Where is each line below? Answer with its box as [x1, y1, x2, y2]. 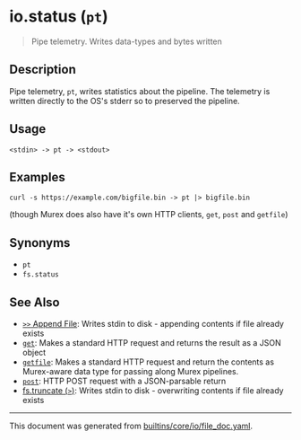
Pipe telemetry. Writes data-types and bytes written [30, 36, 222, 47]
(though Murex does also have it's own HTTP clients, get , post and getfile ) [9, 209, 288, 220]
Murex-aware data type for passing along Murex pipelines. [21, 366, 239, 376]
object [21, 348, 47, 357]
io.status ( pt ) [9, 6, 109, 27]
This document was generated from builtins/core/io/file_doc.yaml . [9, 420, 254, 431]
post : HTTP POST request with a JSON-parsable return [21, 375, 227, 386]
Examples [9, 169, 65, 185]
